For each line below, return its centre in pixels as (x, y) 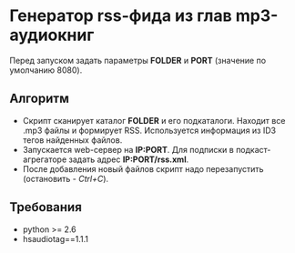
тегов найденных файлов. (72, 140)
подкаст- (253, 149)
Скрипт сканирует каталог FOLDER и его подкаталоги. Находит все (154, 120)
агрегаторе (45, 159)
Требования (46, 207)
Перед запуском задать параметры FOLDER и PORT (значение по (138, 60)
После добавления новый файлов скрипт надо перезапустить (143, 168)
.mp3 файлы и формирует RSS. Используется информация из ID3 (149, 130)
